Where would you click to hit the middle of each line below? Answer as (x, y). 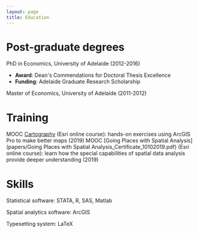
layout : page (22, 12)
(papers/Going (24, 147)
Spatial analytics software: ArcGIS (48, 212)
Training (28, 117)
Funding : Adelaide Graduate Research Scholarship (78, 82)
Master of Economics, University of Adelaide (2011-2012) (76, 93)
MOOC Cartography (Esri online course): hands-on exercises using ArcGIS (98, 134)
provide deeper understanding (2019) (52, 160)
